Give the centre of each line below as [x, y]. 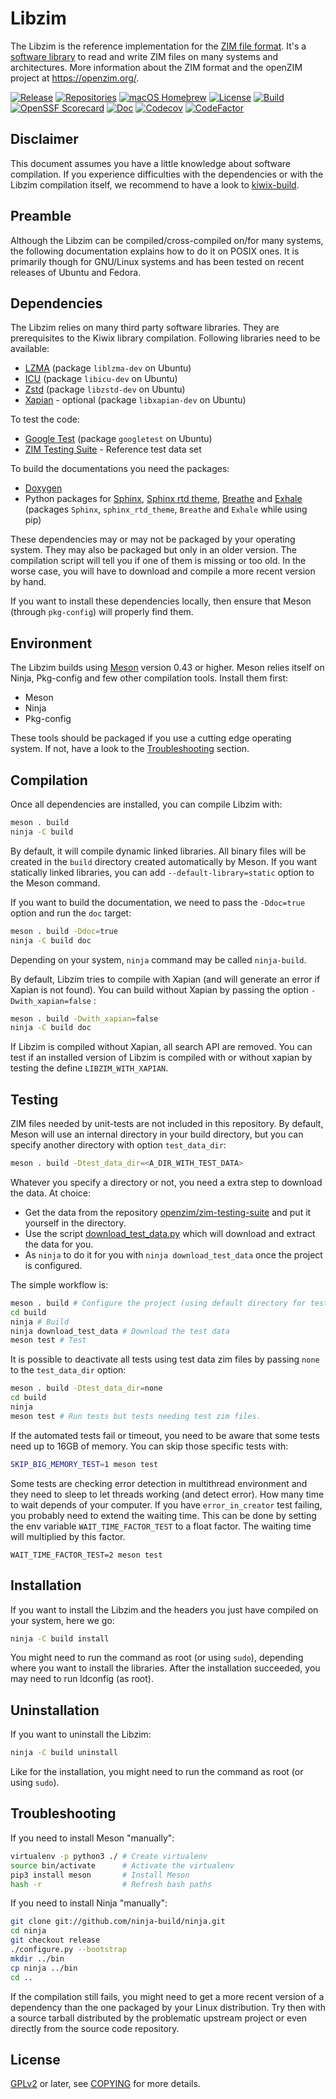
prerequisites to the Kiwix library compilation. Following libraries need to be [165, 338]
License [35, 2059]
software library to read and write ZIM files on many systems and [144, 56]
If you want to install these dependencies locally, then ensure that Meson [161, 601]
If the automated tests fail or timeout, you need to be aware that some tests [165, 1435]
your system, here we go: [62, 1620]
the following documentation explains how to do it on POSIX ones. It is [155, 251]
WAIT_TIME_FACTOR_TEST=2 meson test [86, 1555]
